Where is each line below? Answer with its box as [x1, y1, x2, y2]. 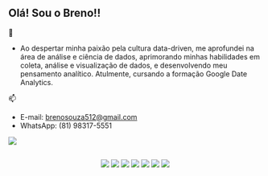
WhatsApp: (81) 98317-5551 [19, 121, 113, 130]
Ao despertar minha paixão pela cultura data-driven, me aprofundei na [19, 43, 255, 53]
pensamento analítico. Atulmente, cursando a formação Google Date [19, 68, 248, 79]
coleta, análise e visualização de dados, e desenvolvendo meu [19, 60, 228, 70]
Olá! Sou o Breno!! [8, 6, 101, 20]
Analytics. [19, 77, 54, 87]
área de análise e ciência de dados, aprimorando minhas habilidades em [19, 51, 260, 61]
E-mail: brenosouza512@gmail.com [19, 112, 138, 121]
